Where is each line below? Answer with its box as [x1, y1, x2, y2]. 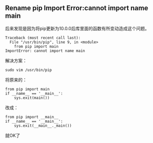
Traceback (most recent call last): [5, 35, 81, 40]
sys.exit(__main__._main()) [14, 123, 72, 128]
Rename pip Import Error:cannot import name [5, 4, 149, 12]
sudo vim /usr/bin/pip [5, 67, 52, 72]
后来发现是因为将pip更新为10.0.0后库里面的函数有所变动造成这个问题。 [5, 25, 150, 31]
